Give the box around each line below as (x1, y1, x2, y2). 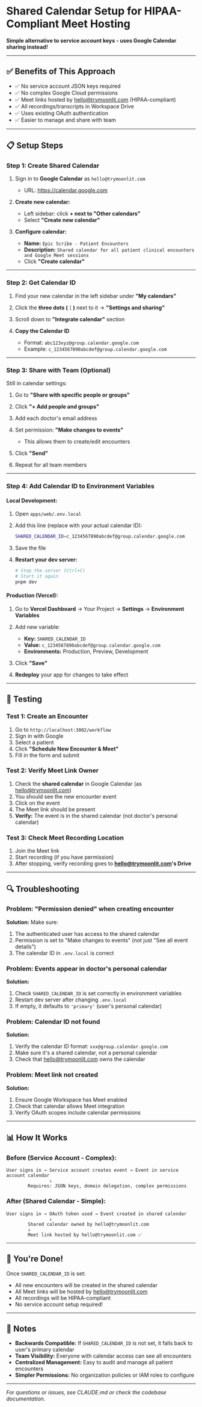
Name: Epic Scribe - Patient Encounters (23, 240, 129, 247)
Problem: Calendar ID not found (6, 1018, 100, 1026)
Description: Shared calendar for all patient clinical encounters (23, 246, 195, 253)
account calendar (6, 1172, 50, 1179)
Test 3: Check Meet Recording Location (6, 833, 124, 842)
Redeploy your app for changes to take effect (14, 671, 128, 678)
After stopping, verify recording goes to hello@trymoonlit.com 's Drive (14, 860, 191, 867)
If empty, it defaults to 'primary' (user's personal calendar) (14, 1003, 162, 1010)
